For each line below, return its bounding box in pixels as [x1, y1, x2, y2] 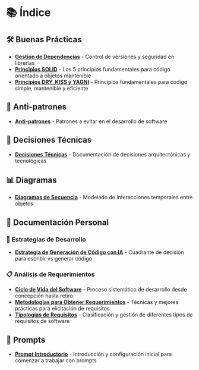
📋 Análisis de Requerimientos [6, 270, 95, 278]
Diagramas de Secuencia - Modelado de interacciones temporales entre [14, 194, 193, 201]
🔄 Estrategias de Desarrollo [6, 235, 86, 243]
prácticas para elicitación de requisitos [14, 305, 110, 312]
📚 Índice [6, 6, 51, 20]
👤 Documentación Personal [6, 217, 109, 227]
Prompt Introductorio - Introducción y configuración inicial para [14, 350, 172, 358]
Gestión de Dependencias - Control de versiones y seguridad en [14, 53, 175, 60]
